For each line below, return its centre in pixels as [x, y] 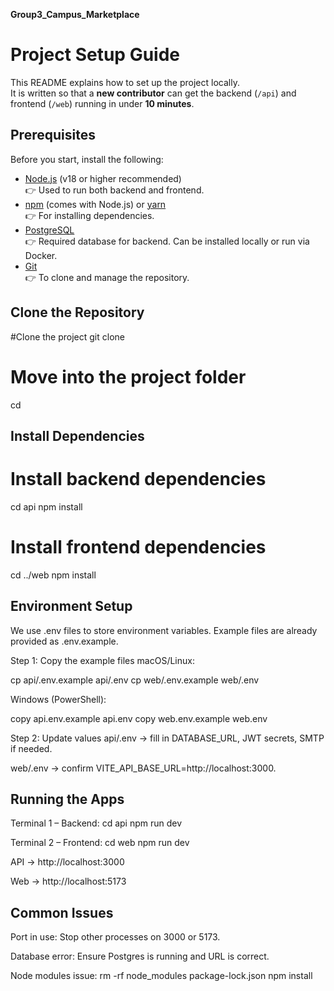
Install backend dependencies [138, 479]
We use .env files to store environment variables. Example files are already [164, 630]
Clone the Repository [77, 312]
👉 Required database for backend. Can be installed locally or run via [167, 241]
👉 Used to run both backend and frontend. [114, 190]
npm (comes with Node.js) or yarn [95, 204]
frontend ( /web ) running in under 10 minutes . [102, 103]
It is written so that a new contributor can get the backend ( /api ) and [153, 93]
